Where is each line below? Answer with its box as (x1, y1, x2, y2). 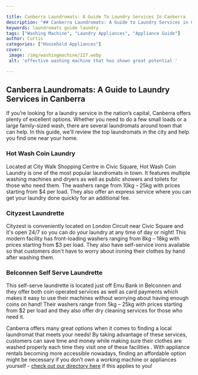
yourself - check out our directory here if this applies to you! (6, 363, 153, 370)
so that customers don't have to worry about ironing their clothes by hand (6, 247, 185, 255)
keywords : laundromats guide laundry (6, 25, 99, 31)
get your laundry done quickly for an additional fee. (6, 194, 131, 201)
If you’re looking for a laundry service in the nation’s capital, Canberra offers (6, 110, 192, 117)
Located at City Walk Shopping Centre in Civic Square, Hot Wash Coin (6, 163, 176, 170)
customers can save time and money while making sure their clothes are (6, 337, 182, 344)
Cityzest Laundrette (6, 209, 65, 217)
